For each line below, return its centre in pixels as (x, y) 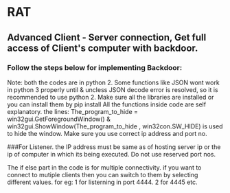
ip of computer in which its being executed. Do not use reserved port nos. (112, 154)
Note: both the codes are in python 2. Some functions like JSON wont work (113, 82)
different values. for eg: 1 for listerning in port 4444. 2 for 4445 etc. (102, 182)
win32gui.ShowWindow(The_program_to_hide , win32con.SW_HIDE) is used (115, 126)
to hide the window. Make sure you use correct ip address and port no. (107, 133)
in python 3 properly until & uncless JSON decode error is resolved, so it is (113, 89)
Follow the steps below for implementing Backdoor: (95, 67)
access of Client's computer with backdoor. (103, 48)
